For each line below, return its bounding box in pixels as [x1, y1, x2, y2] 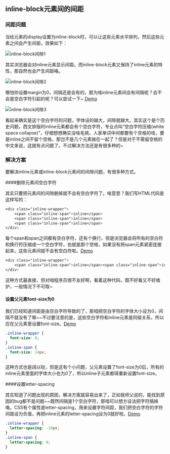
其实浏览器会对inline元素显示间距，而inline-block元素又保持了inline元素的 [5, 61, 158, 67]
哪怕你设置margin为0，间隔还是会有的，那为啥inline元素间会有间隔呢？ [5, 89, 153, 95]
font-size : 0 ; [10, 336, 39, 341]
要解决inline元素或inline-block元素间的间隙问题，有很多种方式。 [5, 168, 139, 174]
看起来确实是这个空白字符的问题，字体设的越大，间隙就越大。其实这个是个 [5, 117, 160, 123]
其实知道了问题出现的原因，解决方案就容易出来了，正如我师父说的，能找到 [5, 392, 160, 398]
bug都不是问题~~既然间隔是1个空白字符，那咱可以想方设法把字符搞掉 [14, 398, 158, 404]
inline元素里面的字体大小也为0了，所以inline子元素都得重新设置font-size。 [5, 371, 160, 377]
